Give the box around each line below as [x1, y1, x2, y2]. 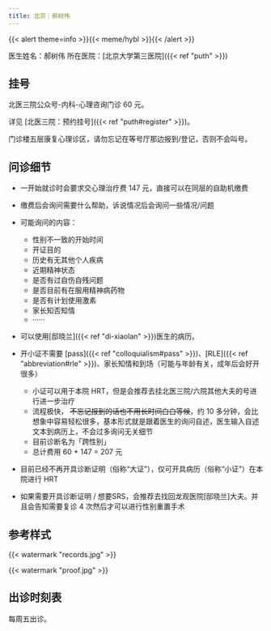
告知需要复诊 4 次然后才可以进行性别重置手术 [34, 501, 185, 511]
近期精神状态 [32, 265, 75, 275]
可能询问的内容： [19, 218, 78, 228]
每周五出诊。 [8, 613, 51, 624]
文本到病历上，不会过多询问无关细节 [32, 427, 154, 437]
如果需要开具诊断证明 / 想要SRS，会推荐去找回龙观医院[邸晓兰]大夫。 [19, 492, 252, 501]
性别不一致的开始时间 [32, 235, 104, 245]
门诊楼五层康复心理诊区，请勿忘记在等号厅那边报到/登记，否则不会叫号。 [8, 134, 252, 144]
